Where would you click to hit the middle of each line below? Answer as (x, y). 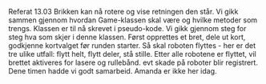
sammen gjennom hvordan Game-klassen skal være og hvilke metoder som (133, 20)
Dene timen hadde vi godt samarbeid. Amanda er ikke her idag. (113, 71)
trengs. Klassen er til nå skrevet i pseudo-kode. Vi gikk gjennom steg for (127, 28)
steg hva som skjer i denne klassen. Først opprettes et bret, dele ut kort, (127, 37)
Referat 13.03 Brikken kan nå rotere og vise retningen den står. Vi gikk (123, 12)
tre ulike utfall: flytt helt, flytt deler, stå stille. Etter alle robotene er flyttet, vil (132, 54)
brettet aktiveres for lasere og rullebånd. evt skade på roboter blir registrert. (133, 62)
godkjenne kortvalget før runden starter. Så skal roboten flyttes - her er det (132, 46)
